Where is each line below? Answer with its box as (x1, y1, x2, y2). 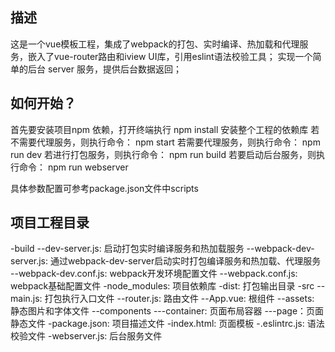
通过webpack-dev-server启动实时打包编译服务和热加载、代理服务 (49, 255, 322, 267)
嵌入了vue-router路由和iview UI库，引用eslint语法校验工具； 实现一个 (27, 50, 313, 62)
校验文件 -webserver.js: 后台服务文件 (10, 330, 163, 342)
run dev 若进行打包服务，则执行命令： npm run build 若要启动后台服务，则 (10, 148, 317, 160)
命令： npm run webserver (18, 161, 129, 173)
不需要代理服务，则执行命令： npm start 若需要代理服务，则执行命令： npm (10, 136, 321, 148)
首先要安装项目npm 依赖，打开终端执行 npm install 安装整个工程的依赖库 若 (10, 123, 320, 135)
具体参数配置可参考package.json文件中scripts (10, 182, 199, 194)
